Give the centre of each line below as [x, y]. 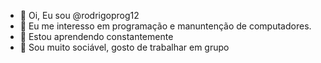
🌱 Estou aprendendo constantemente [96, 36]
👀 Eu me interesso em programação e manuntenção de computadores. [165, 26]
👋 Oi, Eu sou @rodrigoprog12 [79, 15]
